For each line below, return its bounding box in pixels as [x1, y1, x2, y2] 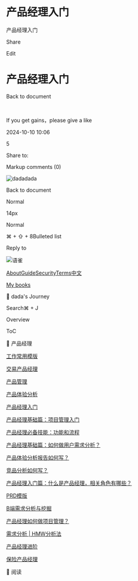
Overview [6, 316, 30, 323]
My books [6, 281, 31, 288]
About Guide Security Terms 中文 [6, 269, 82, 276]
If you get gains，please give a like [6, 116, 93, 124]
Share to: [6, 152, 29, 159]
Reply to [6, 244, 27, 251]
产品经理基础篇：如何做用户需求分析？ [6, 441, 100, 448]
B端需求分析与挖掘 [6, 505, 52, 512]
